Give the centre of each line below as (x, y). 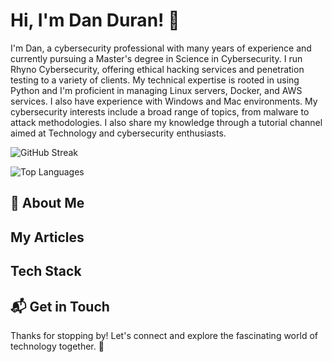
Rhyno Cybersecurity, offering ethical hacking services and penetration (157, 69)
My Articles (47, 237)
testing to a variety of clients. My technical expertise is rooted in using (155, 80)
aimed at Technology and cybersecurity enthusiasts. (118, 133)
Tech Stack (46, 271)
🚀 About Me (47, 203)
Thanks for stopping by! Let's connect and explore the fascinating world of (164, 335)
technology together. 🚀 (57, 346)
